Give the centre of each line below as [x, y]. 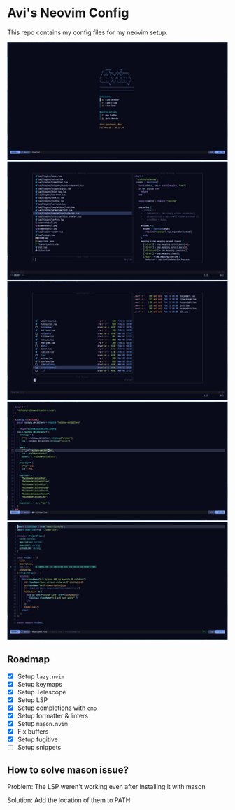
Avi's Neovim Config [68, 13]
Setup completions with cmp [57, 708]
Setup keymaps [40, 684]
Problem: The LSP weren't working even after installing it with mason [106, 787]
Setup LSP [33, 700]
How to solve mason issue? [68, 770]
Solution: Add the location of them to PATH [69, 800]
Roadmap [29, 659]
